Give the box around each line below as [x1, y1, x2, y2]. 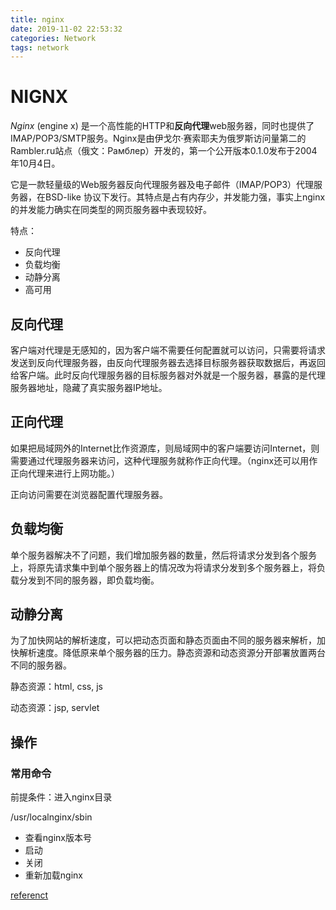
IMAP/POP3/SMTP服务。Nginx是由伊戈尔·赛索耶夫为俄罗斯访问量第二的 [10, 132, 307, 145]
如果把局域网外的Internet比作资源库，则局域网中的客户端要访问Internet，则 [10, 442, 320, 454]
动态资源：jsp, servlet [10, 702, 100, 714]
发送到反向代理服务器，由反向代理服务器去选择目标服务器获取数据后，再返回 [10, 357, 326, 368]
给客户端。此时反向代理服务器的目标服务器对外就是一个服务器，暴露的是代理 [10, 369, 326, 381]
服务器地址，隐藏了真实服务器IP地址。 [10, 382, 168, 393]
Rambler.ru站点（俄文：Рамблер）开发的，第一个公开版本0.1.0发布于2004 [10, 145, 318, 157]
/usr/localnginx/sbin [10, 811, 93, 823]
